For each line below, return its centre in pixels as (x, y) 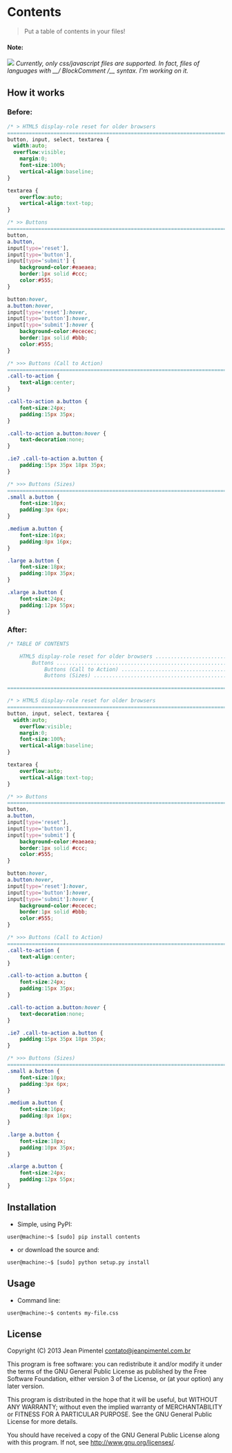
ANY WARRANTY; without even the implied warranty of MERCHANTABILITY (115, 1407)
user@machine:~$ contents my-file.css (63, 1313)
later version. (26, 1387)
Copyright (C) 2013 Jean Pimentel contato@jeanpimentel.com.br (99, 1351)
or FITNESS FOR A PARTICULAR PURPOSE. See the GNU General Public (110, 1414)
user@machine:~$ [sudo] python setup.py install (78, 1262)
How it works (36, 92)
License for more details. (42, 1422)
